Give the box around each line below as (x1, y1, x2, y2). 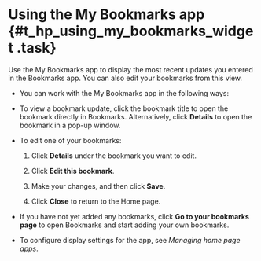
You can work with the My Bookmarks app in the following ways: (19, 88, 230, 97)
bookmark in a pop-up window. (19, 120, 121, 130)
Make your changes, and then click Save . (31, 181, 166, 190)
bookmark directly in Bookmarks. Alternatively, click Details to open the (19, 112, 252, 121)
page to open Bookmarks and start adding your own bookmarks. (19, 220, 230, 230)
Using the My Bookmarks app (8, 6, 205, 24)
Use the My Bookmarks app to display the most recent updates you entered (8, 64, 254, 74)
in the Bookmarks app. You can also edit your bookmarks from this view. (8, 73, 242, 83)
